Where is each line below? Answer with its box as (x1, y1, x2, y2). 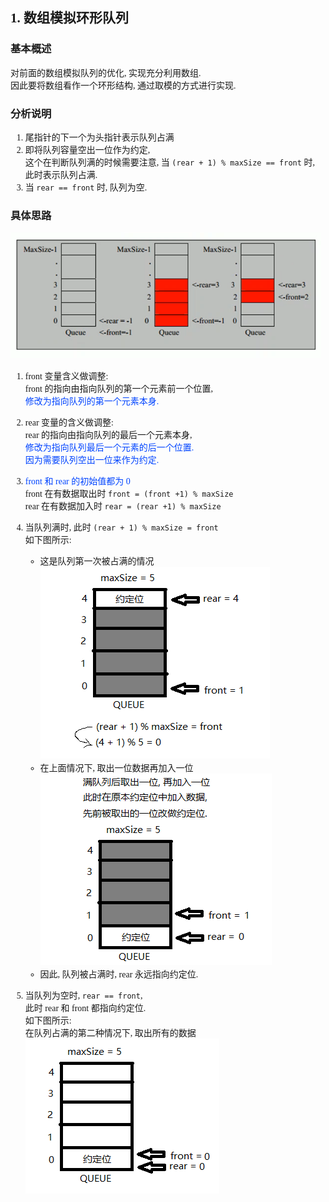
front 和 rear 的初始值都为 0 (24, 476, 131, 487)
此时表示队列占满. (24, 169, 98, 180)
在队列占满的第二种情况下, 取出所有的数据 (24, 1028, 197, 1039)
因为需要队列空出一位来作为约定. (24, 455, 160, 466)
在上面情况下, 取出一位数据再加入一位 (39, 763, 194, 774)
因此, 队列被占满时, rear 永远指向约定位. (39, 969, 199, 980)
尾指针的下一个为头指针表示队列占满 (24, 132, 175, 143)
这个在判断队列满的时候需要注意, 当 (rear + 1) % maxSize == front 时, (24, 157, 315, 168)
